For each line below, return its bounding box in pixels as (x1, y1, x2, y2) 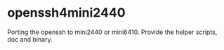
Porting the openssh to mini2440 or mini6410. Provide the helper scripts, (7, 28, 218, 36)
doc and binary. (7, 35, 53, 43)
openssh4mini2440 (7, 5, 126, 21)
